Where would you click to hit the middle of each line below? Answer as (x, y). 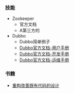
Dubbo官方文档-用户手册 (44, 48)
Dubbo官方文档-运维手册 (44, 60)
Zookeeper (23, 19)
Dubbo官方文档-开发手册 (44, 54)
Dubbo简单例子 (35, 42)
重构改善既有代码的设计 (36, 85)
